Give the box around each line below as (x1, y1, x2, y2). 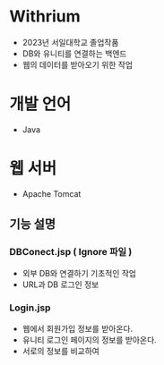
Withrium (9, 6, 81, 27)
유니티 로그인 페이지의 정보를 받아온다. (22, 334, 157, 345)
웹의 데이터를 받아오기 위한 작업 (22, 59, 133, 70)
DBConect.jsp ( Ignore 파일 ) (9, 246, 133, 259)
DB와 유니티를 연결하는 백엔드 (22, 47, 127, 59)
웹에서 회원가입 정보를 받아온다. (22, 323, 133, 334)
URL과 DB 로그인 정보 (22, 279, 99, 290)
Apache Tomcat (22, 188, 82, 199)
